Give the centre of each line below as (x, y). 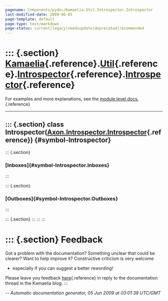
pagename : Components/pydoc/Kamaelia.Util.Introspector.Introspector (79, 10)
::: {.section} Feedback (54, 239)
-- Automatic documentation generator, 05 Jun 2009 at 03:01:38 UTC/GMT (83, 293)
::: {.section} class (34, 125)
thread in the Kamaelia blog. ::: (37, 283)
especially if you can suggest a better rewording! (63, 268)
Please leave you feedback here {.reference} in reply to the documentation (81, 278)
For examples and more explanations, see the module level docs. (72, 99)
